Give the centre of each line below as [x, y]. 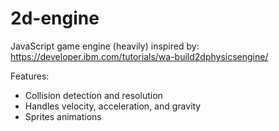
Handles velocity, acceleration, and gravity [113, 106]
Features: [30, 76]
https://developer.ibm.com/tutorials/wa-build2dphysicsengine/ [139, 56]
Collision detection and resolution [93, 95]
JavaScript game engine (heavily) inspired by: [105, 46]
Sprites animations [63, 116]
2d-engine [55, 18]
